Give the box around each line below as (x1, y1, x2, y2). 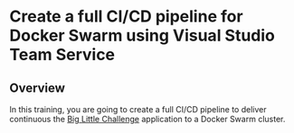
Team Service (9, 45, 116, 65)
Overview (9, 80, 66, 95)
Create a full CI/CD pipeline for (9, 6, 243, 27)
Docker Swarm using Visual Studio (9, 25, 276, 46)
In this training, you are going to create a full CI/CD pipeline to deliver (9, 104, 267, 114)
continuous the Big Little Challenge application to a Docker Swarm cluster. (9, 114, 286, 124)
